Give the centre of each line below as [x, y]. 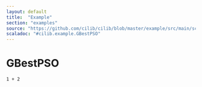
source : [16, 28]
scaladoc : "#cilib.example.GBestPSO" [54, 34]
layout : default [26, 12]
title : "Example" [29, 17]
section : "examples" [32, 23]
